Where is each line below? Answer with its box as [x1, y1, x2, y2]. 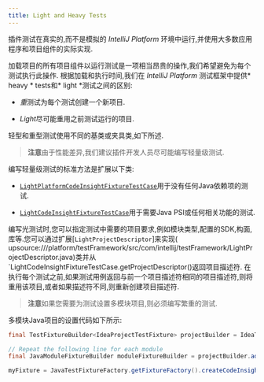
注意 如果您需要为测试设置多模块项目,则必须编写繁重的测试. [27, 299, 218, 308]
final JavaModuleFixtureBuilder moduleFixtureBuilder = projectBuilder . [8, 352, 251, 361]
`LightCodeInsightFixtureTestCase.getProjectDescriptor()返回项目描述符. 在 [8, 261, 251, 272]
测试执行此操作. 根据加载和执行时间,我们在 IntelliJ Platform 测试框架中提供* [8, 70, 251, 80]
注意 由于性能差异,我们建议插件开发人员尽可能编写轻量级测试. [27, 147, 225, 157]
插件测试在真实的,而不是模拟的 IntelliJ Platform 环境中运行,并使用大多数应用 [8, 34, 253, 43]
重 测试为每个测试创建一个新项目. [19, 97, 126, 106]
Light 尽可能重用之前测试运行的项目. [19, 113, 135, 123]
